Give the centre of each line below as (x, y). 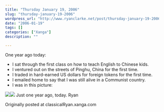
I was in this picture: (32, 85)
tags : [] (14, 28)
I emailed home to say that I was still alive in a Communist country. (79, 80)
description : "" (21, 37)
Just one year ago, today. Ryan (47, 95)
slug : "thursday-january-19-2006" (40, 14)
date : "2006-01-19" (25, 23)
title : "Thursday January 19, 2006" (42, 9)
